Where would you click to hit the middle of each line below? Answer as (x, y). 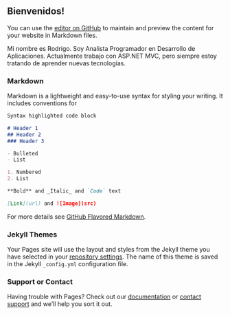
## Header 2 (24, 134)
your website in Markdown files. (52, 35)
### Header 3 (26, 141)
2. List (18, 179)
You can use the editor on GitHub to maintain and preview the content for (111, 28)
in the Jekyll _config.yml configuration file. (68, 264)
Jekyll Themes (32, 235)
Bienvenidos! (36, 11)
